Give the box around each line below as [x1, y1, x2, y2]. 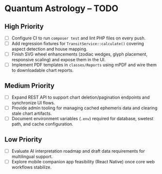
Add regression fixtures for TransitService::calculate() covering [11, 41, 144, 47]
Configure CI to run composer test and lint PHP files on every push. [11, 35, 146, 41]
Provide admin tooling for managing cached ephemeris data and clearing [11, 105, 158, 111]
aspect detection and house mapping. [11, 46, 88, 52]
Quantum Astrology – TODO [4, 3, 118, 14]
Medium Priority [4, 81, 55, 90]
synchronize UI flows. [11, 100, 55, 106]
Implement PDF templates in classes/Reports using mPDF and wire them [11, 62, 157, 68]
